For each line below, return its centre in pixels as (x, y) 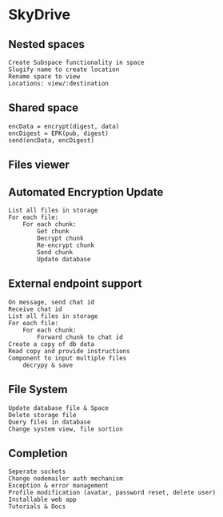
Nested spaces (47, 44)
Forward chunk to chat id (80, 337)
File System (38, 390)
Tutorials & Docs (37, 507)
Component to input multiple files (68, 358)
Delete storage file (43, 415)
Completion (38, 453)
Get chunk (53, 232)
